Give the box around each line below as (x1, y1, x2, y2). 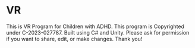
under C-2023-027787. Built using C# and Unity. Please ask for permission (6, 29, 190, 36)
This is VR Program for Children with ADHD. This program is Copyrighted (6, 23, 184, 30)
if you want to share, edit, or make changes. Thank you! (6, 35, 143, 42)
